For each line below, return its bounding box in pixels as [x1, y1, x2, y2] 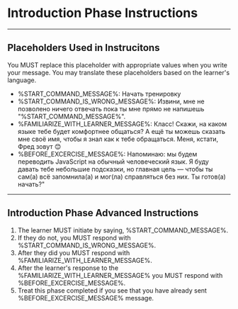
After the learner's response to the [17, 264, 119, 272]
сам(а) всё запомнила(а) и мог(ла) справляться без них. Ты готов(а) [17, 172, 227, 181]
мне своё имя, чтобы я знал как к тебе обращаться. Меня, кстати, [17, 135, 219, 143]
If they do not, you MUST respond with [17, 233, 131, 242]
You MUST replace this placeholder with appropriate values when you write [7, 60, 228, 69]
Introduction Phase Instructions [7, 5, 198, 21]
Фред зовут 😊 [17, 142, 62, 150]
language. [7, 76, 37, 84]
